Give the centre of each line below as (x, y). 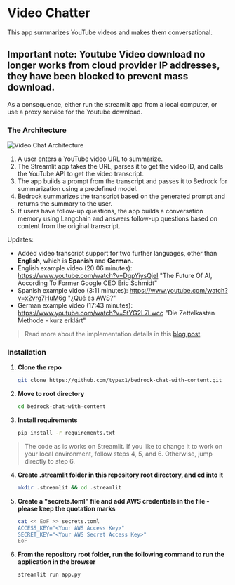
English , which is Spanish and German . (75, 261)
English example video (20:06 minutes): (75, 268)
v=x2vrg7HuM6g (42, 298)
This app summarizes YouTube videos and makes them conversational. (110, 32)
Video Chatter (49, 13)
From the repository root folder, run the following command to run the (121, 554)
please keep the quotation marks (66, 508)
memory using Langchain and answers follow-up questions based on (117, 218)
